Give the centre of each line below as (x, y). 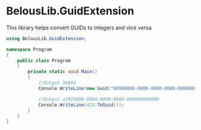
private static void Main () (63, 72)
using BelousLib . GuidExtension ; (46, 38)
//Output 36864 (57, 83)
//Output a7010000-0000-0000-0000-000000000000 (99, 99)
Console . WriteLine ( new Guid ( (74, 88)
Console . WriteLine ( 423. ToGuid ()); (81, 105)
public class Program (44, 61)
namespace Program (29, 49)
